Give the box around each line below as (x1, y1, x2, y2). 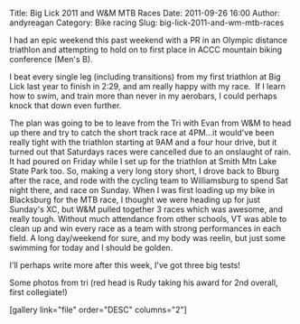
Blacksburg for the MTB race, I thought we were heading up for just (9, 194, 260, 205)
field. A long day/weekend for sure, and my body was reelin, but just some (9, 233, 286, 243)
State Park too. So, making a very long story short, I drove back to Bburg (9, 166, 280, 176)
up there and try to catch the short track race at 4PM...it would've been (9, 127, 275, 138)
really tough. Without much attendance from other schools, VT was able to (9, 214, 287, 224)
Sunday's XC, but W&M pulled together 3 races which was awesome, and (9, 204, 283, 215)
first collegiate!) (9, 287, 68, 297)
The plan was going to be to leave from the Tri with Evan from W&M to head (9, 117, 292, 128)
